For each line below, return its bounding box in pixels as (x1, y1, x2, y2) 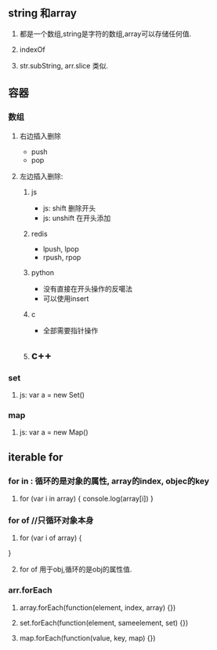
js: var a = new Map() (19, 428, 89, 437)
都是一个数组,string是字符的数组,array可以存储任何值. (19, 29, 192, 39)
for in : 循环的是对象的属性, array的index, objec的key (8, 476, 210, 487)
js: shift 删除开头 (42, 203, 96, 213)
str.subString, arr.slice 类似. (19, 61, 108, 70)
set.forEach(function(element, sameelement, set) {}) (19, 618, 189, 627)
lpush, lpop (42, 244, 80, 253)
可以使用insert (42, 293, 89, 303)
